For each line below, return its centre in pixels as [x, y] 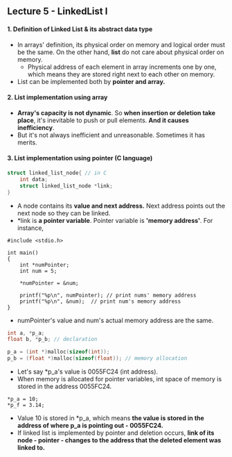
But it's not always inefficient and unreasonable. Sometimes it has [111, 135]
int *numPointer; [45, 265]
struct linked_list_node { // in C [57, 173]
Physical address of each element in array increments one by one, [122, 67]
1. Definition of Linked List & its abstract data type [80, 29]
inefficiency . [36, 127]
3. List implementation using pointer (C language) [80, 158]
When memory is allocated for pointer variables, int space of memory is [119, 379]
